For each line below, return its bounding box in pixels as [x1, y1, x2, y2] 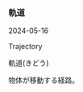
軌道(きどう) [8, 58, 50, 68]
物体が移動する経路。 [8, 75, 79, 86]
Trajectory [8, 42, 43, 52]
